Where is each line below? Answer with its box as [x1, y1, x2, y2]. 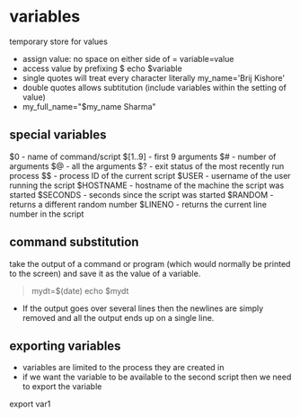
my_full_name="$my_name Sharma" [22, 101, 156, 111]
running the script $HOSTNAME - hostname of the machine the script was [9, 180, 285, 191]
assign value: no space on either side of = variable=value [22, 53, 234, 64]
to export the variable [22, 381, 102, 392]
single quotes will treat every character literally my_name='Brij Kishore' [22, 72, 286, 83]
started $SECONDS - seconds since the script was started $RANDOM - [9, 189, 274, 200]
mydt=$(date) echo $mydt [31, 285, 129, 296]
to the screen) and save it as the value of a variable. [9, 268, 201, 279]
